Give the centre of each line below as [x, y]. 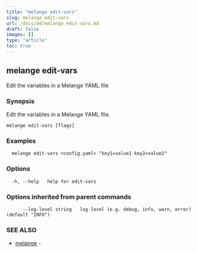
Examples [21, 141]
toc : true [19, 46]
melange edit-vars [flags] [40, 126]
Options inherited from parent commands [69, 197]
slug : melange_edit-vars [38, 18]
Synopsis [20, 101]
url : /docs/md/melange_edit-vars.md [53, 23]
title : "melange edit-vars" [42, 12]
